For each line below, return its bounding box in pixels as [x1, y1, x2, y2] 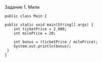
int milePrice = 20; [13, 31, 56, 36]
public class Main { [4, 14, 48, 19]
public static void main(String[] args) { [4, 22, 94, 27]
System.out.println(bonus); [13, 44, 71, 49]
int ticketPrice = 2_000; [13, 27, 67, 31]
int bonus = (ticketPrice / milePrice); [13, 39, 98, 44]
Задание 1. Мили [4, 4, 40, 10]
